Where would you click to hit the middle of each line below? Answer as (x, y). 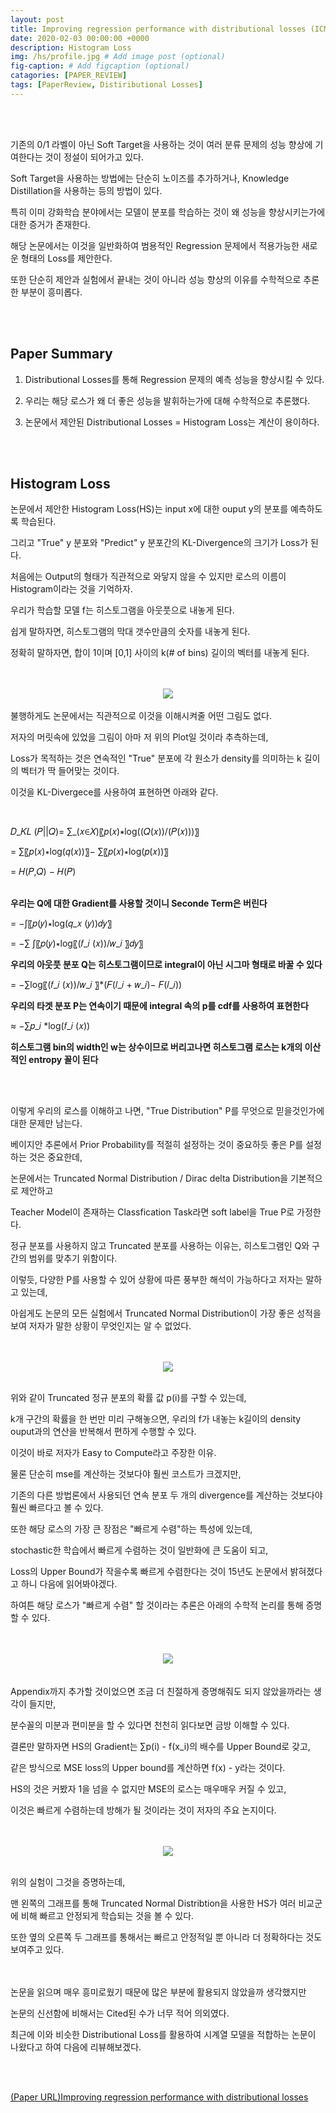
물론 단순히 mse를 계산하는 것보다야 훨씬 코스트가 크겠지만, (126, 1474)
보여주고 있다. (37, 1950)
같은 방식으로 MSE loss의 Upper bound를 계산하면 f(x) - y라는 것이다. (148, 1768)
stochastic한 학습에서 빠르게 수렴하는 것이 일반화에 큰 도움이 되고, (139, 1550)
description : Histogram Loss (71, 47)
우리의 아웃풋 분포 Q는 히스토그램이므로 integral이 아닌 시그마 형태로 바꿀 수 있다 (166, 965)
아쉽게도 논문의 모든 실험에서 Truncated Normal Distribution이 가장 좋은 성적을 (166, 1313)
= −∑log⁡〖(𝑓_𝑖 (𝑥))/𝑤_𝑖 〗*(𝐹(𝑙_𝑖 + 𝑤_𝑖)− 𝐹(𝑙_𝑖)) (96, 985)
